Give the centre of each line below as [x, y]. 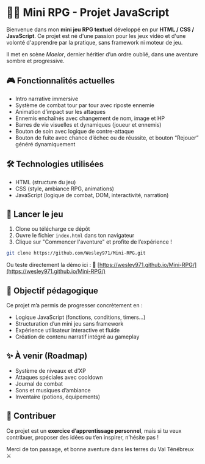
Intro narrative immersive [47, 99]
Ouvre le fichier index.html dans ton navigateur [75, 236]
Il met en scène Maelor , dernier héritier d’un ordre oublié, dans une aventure [102, 54]
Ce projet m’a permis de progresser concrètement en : [74, 305]
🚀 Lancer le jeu [35, 214]
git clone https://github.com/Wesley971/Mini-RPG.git [76, 253]
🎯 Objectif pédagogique [52, 290]
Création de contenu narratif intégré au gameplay [77, 337]
